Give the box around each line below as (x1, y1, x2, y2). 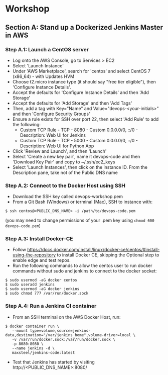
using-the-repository (12, 252, 56, 258)
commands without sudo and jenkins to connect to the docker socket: (12, 268, 157, 274)
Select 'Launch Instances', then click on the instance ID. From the (12, 164, 148, 170)
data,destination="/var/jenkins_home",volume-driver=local (5, 332, 131, 337)
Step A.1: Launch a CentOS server (5, 46, 89, 53)
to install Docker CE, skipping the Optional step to (57, 252, 159, 258)
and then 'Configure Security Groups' (12, 111, 90, 117)
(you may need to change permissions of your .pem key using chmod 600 (5, 217, 154, 224)
